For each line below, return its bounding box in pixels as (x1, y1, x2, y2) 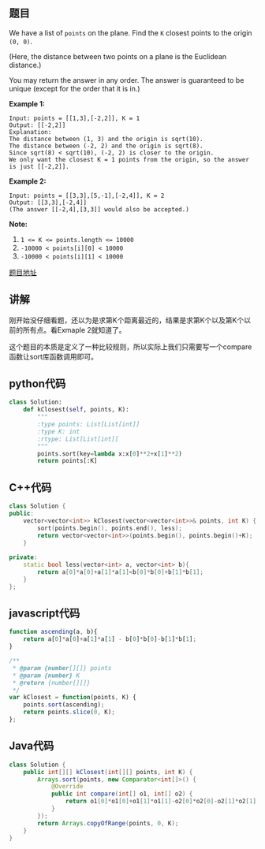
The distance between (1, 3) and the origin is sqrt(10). (9, 135, 203, 143)
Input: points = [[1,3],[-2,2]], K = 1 (9, 114, 140, 122)
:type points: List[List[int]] (37, 420, 140, 429)
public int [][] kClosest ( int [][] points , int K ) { (23, 768, 193, 776)
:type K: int (37, 427, 80, 435)
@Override (50, 783, 84, 791)
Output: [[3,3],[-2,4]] (9, 199, 88, 207)
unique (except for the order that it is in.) (9, 84, 140, 93)
